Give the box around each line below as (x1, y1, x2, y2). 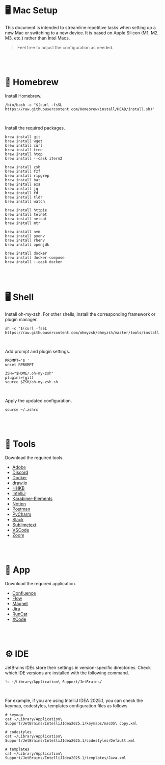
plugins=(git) (5, 375, 34, 380)
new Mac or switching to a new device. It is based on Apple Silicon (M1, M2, (5, 30, 159, 35)
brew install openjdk (5, 242, 50, 247)
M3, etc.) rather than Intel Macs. (5, 35, 70, 41)
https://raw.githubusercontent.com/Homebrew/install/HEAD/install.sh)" (5, 106, 155, 112)
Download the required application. (5, 580, 76, 586)
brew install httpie (5, 207, 48, 213)
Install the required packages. (5, 125, 65, 131)
